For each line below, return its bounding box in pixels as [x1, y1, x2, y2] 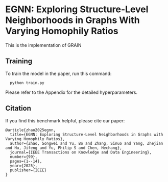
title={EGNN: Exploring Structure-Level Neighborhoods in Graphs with [10, 132, 163, 137]
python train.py [10, 80, 44, 85]
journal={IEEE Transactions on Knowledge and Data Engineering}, [10, 149, 152, 155]
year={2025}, [10, 163, 38, 168]
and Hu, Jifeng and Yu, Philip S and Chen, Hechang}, [5, 145, 123, 150]
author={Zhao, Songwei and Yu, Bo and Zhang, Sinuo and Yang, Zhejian [10, 141, 163, 146]
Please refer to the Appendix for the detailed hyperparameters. [5, 89, 138, 95]
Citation [5, 104, 32, 113]
